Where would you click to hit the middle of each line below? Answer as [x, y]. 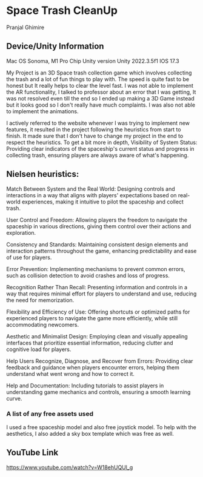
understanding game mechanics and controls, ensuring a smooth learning [98, 392]
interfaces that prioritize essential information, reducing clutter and [90, 343]
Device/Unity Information [55, 46]
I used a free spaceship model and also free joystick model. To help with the [101, 427]
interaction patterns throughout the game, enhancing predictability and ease [101, 251]
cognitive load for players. [39, 349]
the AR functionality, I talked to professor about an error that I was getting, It [101, 92]
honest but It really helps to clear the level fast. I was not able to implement [100, 85]
